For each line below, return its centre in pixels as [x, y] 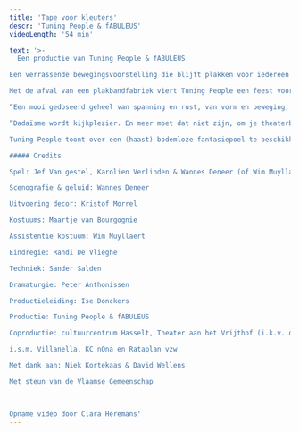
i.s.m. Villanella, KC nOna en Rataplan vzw [93, 350]
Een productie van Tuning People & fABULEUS [101, 59]
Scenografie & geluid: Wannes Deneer [79, 188]
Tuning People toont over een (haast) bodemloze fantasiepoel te [133, 140]
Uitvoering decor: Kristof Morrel [74, 204]
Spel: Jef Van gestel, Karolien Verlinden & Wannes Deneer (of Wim [137, 172]
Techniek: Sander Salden [55, 268]
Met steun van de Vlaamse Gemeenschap [81, 381]
